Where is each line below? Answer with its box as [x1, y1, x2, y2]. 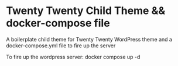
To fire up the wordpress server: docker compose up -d [6, 53, 141, 60]
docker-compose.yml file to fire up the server [6, 42, 116, 49]
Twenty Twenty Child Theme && [6, 4, 166, 18]
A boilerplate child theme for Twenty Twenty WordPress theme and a [6, 36, 173, 43]
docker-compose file [6, 16, 110, 30]
